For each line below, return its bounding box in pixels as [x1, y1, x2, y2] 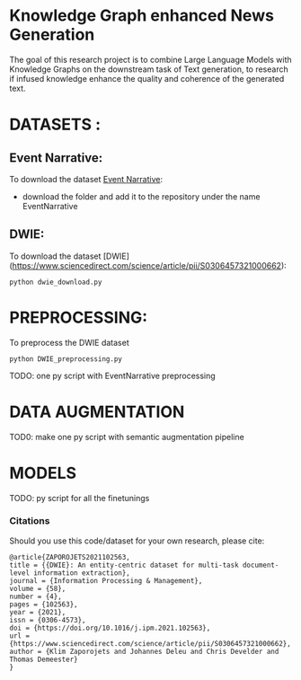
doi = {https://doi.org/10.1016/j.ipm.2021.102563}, [9, 623, 211, 632]
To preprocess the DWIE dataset [9, 337, 129, 348]
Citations [9, 515, 50, 527]
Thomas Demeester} [9, 655, 78, 664]
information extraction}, [32, 568, 130, 578]
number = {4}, [9, 592, 63, 601]
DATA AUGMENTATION [9, 402, 185, 422]
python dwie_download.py [9, 278, 102, 287]
